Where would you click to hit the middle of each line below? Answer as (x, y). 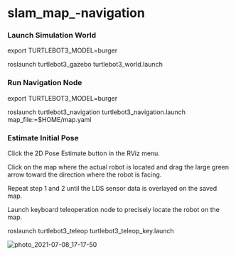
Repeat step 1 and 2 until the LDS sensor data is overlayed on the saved (112, 189)
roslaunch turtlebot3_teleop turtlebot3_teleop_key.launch (91, 231)
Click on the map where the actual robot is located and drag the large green (118, 167)
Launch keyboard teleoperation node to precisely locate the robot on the (114, 210)
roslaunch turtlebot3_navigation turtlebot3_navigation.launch (97, 112)
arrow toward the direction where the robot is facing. (85, 174)
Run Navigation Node (45, 83)
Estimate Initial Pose (43, 138)
